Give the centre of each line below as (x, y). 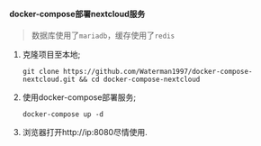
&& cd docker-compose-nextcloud (140, 80)
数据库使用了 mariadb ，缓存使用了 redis (103, 35)
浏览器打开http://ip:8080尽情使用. (85, 132)
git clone (41, 72)
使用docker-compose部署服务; (79, 97)
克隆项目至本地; (51, 55)
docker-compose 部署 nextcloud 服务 (77, 14)
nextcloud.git (49, 80)
